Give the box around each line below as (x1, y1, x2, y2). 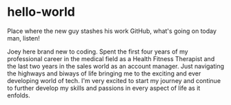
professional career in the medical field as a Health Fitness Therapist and (7, 54, 215, 62)
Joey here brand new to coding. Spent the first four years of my (7, 47, 188, 56)
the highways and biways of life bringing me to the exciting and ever (7, 69, 201, 78)
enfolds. (7, 91, 30, 100)
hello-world (7, 4, 76, 20)
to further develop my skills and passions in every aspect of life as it (7, 84, 201, 92)
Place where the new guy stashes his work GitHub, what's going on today (7, 27, 217, 35)
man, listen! (7, 34, 40, 42)
